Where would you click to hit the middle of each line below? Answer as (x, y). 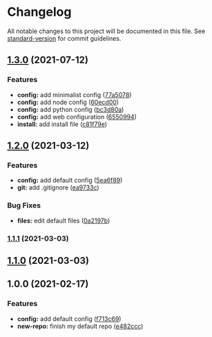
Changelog (39, 12)
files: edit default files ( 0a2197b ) (64, 221)
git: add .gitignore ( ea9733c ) (58, 187)
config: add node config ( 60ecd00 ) (68, 102)
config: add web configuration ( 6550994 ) (77, 116)
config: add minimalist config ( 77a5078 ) (74, 94)
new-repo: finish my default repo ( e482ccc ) (80, 326)
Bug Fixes (24, 205)
